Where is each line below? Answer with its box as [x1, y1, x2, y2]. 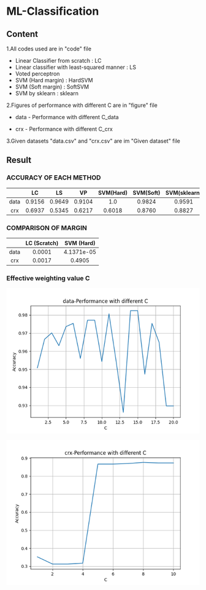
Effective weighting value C [6, 273, 90, 282]
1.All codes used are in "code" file [6, 45, 92, 52]
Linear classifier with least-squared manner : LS [15, 63, 137, 71]
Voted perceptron [15, 70, 60, 77]
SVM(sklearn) [165, 189, 202, 197]
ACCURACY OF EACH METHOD [6, 173, 101, 182]
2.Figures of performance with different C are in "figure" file [6, 101, 158, 109]
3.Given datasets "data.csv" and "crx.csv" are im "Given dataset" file [6, 137, 181, 144]
